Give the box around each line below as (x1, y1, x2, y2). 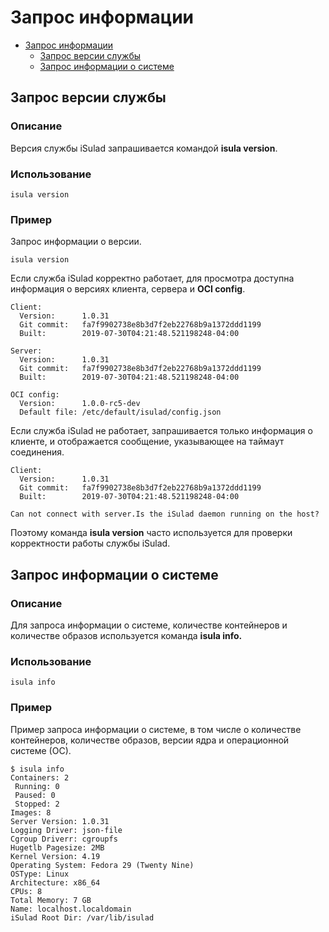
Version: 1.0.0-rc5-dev (19, 399, 141, 409)
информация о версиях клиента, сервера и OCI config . (10, 283, 246, 295)
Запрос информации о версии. (10, 236, 142, 248)
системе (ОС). (10, 744, 72, 756)
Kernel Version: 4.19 (10, 851, 101, 861)
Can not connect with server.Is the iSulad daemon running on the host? (10, 509, 320, 520)
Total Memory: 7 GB (10, 895, 92, 905)
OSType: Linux (10, 869, 70, 879)
